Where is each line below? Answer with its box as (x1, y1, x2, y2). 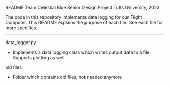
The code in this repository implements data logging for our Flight (5, 14, 142, 20)
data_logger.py (5, 39, 36, 45)
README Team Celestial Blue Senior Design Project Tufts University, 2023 (5, 5, 160, 10)
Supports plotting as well (12, 55, 65, 60)
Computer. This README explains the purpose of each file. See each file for (5, 20, 163, 25)
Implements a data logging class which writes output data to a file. (12, 49, 151, 55)
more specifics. (5, 25, 38, 31)
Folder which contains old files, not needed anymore (12, 74, 122, 80)
